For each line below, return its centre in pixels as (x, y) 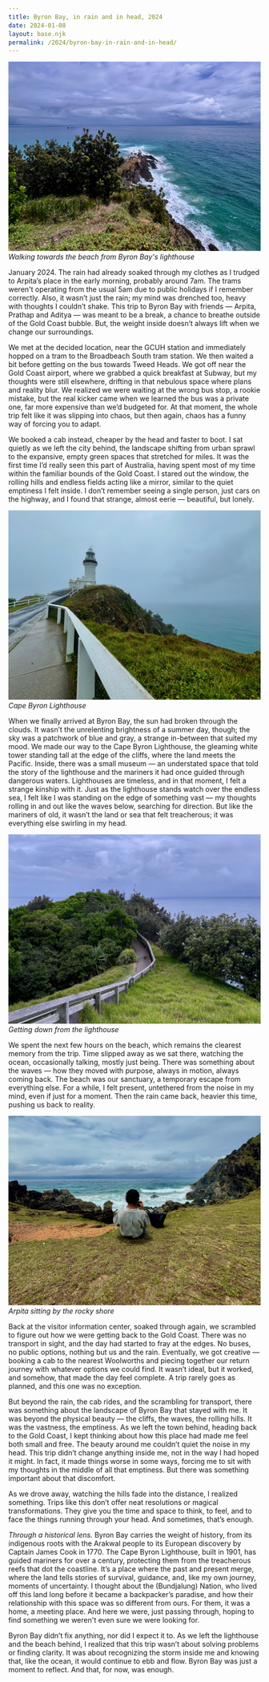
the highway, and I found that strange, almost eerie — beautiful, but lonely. (131, 499)
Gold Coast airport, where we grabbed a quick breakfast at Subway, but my (133, 373)
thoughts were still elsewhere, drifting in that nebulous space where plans (130, 381)
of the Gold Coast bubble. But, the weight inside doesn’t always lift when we (134, 324)
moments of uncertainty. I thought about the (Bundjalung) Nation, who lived (133, 1586)
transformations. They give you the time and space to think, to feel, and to (130, 1511)
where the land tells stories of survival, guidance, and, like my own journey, (132, 1578)
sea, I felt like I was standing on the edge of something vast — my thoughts (132, 798)
